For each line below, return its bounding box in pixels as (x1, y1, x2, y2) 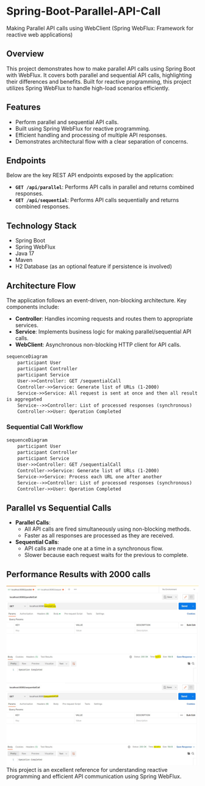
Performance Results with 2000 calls (6, 569, 151, 580)
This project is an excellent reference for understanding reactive (6, 766, 168, 774)
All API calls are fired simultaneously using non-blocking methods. (24, 525, 191, 533)
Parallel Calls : (15, 519, 51, 526)
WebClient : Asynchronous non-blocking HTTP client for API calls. (15, 341, 181, 348)
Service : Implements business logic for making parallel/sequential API (15, 328, 192, 335)
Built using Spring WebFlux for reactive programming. (15, 125, 151, 132)
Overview (6, 49, 45, 59)
